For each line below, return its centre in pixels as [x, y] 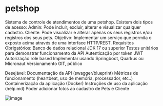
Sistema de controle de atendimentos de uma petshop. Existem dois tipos [79, 22]
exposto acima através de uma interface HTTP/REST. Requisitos [70, 42]
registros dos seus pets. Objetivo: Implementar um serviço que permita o [78, 38]
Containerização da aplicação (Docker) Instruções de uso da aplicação [76, 83]
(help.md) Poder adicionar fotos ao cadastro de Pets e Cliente [67, 88]
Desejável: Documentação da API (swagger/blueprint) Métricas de [71, 73]
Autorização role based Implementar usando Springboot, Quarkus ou [74, 58]
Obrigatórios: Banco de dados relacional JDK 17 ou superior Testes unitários [82, 48]
